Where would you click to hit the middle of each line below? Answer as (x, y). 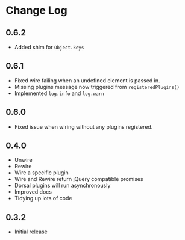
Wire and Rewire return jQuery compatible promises (79, 179)
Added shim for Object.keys (49, 47)
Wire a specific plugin (41, 173)
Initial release (31, 232)
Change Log (36, 11)
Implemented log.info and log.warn (59, 93)
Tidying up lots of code (43, 198)
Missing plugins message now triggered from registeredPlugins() (97, 87)
